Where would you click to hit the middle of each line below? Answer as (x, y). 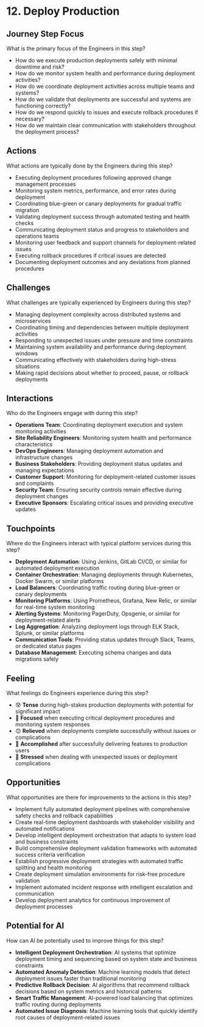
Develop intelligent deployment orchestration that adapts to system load (105, 835)
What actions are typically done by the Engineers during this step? (90, 166)
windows (26, 353)
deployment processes (44, 907)
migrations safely (37, 659)
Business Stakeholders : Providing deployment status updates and (99, 464)
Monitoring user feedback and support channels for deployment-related (105, 242)
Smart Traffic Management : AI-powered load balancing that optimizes (104, 998)
